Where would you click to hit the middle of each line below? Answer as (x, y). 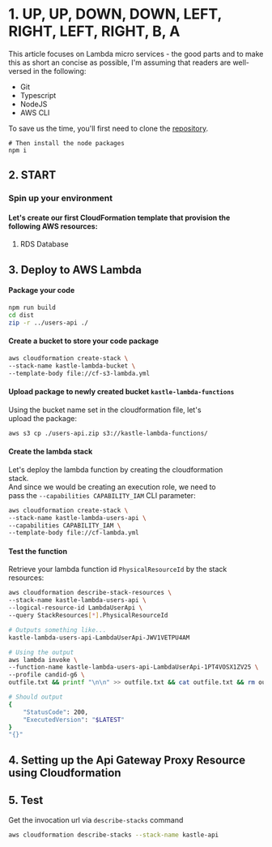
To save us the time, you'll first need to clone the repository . (108, 128)
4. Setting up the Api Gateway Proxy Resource (127, 760)
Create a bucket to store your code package (84, 341)
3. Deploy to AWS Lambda (75, 270)
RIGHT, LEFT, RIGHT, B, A (94, 31)
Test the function (38, 551)
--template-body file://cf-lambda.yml (74, 533)
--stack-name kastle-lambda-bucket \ (72, 366)
